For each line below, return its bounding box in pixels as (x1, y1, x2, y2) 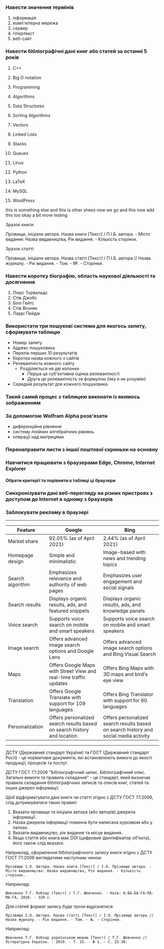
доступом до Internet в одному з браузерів (5, 496, 113, 503)
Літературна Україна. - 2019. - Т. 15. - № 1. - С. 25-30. (5, 940, 128, 945)
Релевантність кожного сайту (12, 361, 75, 366)
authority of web (49, 581, 87, 588)
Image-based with (103, 549, 146, 556)
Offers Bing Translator (103, 691, 154, 698)
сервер (12, 25, 28, 31)
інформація (12, 15, 36, 21)
